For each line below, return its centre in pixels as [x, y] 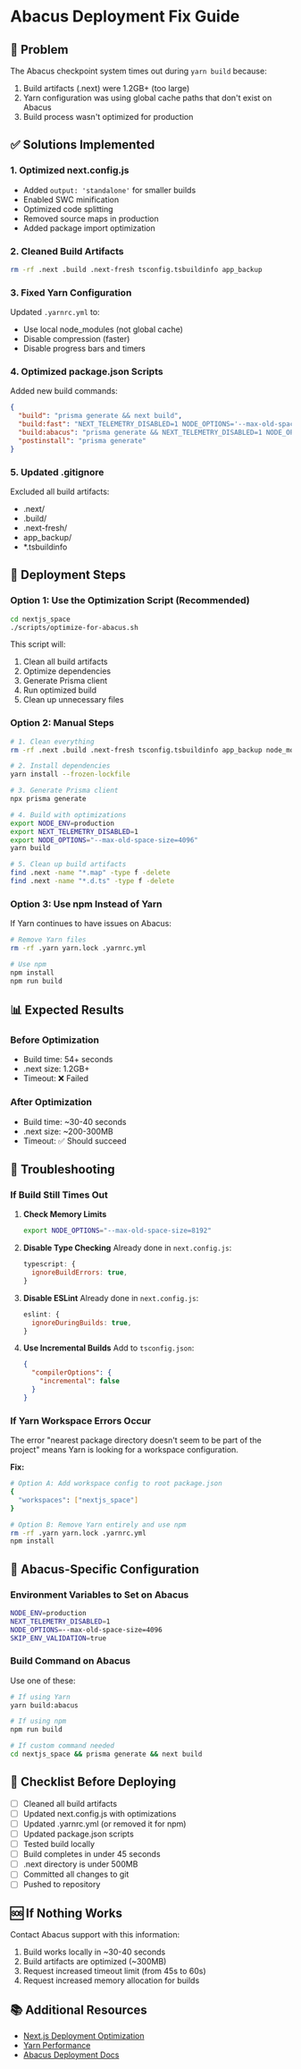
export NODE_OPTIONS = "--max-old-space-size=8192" [117, 1231]
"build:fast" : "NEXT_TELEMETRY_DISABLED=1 [98, 424]
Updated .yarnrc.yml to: [55, 312]
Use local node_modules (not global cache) [103, 329]
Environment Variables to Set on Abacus [100, 1595]
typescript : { [49, 1264]
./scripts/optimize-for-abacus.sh [75, 627]
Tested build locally [59, 1844]
